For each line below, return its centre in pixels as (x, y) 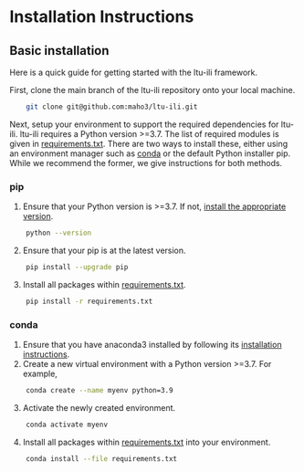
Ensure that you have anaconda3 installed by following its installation (152, 345)
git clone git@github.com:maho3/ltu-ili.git (112, 107)
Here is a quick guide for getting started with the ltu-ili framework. (134, 72)
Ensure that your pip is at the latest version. (104, 251)
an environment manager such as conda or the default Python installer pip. (150, 153)
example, (40, 374)
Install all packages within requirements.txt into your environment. (147, 442)
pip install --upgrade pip (77, 267)
